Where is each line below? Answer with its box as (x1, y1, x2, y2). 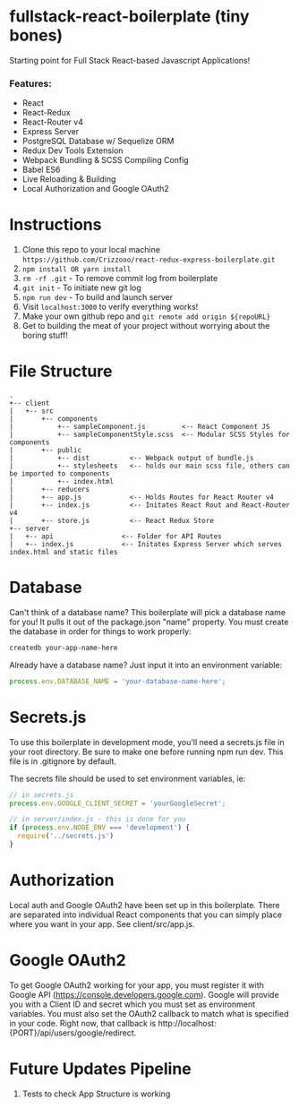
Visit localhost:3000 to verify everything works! (21, 302, 199, 313)
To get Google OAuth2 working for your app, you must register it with (9, 979, 264, 991)
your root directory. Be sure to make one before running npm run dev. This (9, 746, 284, 757)
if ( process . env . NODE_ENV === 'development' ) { (9, 823, 191, 832)
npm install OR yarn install (21, 265, 132, 274)
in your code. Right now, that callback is (9, 1018, 157, 1028)
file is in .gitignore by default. (9, 755, 116, 767)
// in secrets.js (9, 790, 74, 799)
